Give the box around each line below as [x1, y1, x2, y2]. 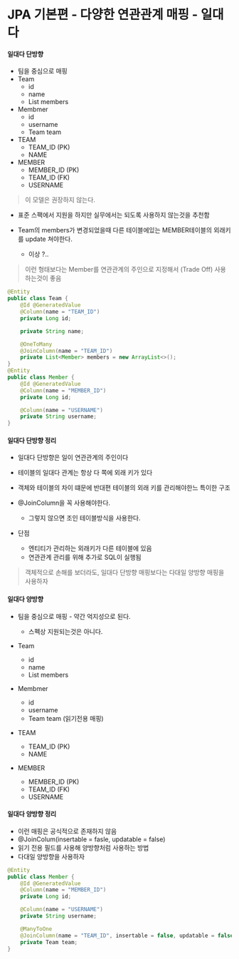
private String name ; [20, 327, 84, 335]
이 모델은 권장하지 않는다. [24, 195, 96, 204]
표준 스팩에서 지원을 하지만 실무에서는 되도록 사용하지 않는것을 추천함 [17, 211, 210, 220]
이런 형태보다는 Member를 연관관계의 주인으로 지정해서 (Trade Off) [24, 265, 213, 274]
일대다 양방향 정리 [7, 810, 57, 819]
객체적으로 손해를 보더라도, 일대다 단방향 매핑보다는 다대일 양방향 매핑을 [24, 568, 225, 577]
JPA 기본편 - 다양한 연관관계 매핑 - [7, 6, 198, 23]
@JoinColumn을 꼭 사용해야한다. [17, 498, 111, 507]
